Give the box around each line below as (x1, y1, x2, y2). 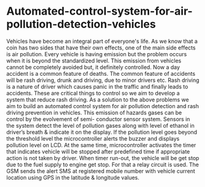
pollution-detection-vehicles (6, 17, 156, 31)
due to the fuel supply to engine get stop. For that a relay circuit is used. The (6, 161, 199, 168)
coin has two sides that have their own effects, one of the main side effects (6, 44, 196, 51)
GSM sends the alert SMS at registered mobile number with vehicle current (6, 167, 196, 175)
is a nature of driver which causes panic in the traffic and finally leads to (6, 82, 188, 90)
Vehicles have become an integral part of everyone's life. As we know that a (6, 37, 198, 45)
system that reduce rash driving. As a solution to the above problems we (6, 96, 189, 103)
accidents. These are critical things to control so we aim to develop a (6, 89, 180, 97)
